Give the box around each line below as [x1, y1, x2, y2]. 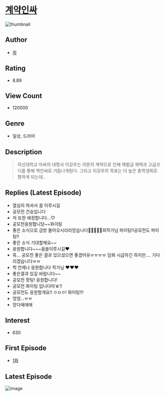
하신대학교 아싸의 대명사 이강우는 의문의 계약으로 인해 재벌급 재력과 [17, 162, 147, 167]
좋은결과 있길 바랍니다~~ [12, 270, 61, 276]
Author [5, 36, 27, 44]
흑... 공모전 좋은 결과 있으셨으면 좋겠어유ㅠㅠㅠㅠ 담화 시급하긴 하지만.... [12, 252, 151, 258]
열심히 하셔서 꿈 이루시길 [12, 202, 60, 208]
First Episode [5, 344, 47, 352]
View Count [5, 91, 42, 100]
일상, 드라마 [12, 133, 36, 139]
